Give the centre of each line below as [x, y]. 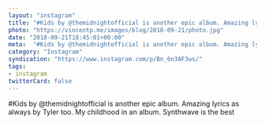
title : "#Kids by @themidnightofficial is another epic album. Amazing [128, 23]
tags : [17, 67]
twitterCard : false [40, 81]
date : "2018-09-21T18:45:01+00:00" [67, 37]
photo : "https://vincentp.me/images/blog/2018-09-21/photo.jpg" [116, 30]
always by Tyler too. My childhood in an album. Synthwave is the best [121, 111]
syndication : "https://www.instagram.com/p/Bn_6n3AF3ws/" [105, 60]
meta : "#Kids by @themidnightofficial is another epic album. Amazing [128, 45]
